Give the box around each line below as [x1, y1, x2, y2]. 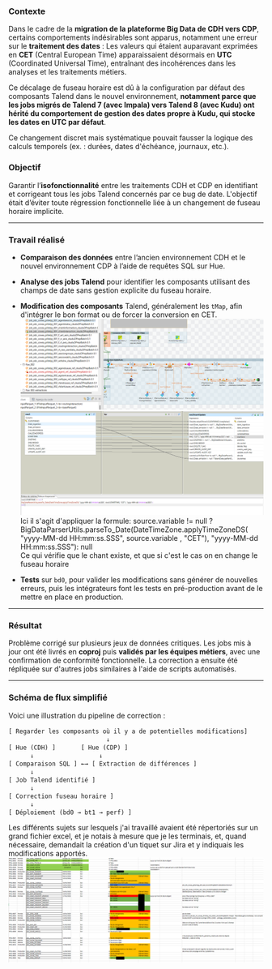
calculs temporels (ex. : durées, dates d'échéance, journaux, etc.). [8, 142, 229, 152]
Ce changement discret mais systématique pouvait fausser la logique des [8, 133, 253, 143]
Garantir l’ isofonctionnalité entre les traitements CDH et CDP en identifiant [8, 180, 258, 190]
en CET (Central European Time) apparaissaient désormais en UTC [8, 50, 232, 60]
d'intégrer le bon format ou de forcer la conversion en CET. [19, 310, 218, 319]
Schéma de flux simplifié [8, 692, 108, 703]
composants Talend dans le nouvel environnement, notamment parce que [8, 92, 257, 101]
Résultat [8, 620, 42, 631]
